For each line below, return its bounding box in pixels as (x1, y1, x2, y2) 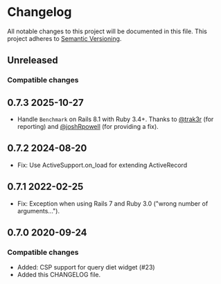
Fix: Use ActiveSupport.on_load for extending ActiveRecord (17, 161, 188, 169)
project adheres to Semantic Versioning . (7, 34, 122, 42)
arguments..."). (17, 206, 60, 215)
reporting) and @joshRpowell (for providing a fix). (17, 123, 159, 131)
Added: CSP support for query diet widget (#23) (17, 263, 155, 272)
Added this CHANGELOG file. (17, 271, 101, 279)
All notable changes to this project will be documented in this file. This (7, 27, 208, 35)
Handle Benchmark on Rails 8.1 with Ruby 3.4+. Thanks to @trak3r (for (17, 115, 214, 123)
